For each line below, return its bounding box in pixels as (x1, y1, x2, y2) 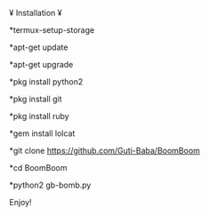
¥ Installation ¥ (9, 8, 62, 18)
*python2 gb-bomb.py (9, 180, 92, 190)
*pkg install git (9, 93, 62, 104)
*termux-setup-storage (9, 25, 95, 35)
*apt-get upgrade (9, 60, 74, 69)
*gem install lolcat (9, 128, 76, 139)
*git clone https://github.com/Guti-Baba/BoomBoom (9, 146, 200, 156)
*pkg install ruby (9, 111, 69, 121)
